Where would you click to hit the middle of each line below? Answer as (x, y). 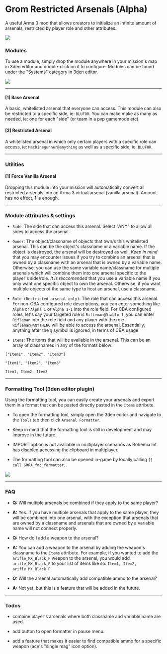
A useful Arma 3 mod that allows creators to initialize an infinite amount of (81, 23)
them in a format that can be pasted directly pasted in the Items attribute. (80, 405)
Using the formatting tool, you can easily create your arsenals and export (80, 400)
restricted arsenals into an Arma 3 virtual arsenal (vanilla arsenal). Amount (81, 192)
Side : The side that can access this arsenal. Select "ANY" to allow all (82, 226)
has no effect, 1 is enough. (32, 198)
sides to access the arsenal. (41, 232)
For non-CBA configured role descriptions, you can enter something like (86, 304)
